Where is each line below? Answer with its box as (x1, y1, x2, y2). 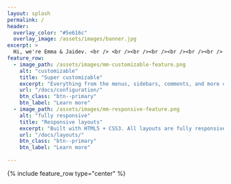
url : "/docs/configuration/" (19, 87, 103, 93)
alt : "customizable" (19, 67, 78, 74)
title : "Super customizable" (19, 73, 103, 81)
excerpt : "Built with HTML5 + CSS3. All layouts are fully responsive (19, 125, 226, 132)
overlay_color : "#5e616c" (13, 29, 88, 36)
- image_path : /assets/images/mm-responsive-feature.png (13, 106, 180, 113)
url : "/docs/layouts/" (19, 131, 85, 138)
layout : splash (7, 10, 51, 17)
